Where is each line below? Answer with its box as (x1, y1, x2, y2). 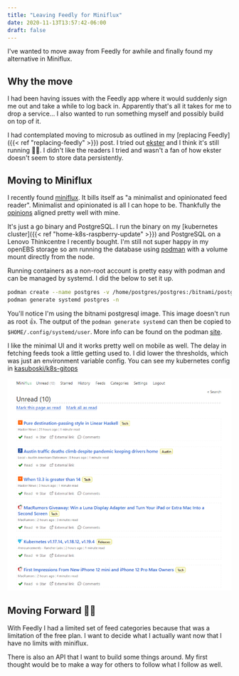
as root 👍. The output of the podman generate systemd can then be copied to (7, 317, 231, 326)
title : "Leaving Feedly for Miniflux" (7, 11, 122, 19)
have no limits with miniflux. (7, 639, 89, 647)
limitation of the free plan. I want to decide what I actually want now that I (7, 631, 222, 640)
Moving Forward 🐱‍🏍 (7, 605, 96, 617)
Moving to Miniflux (7, 174, 92, 186)
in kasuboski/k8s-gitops (7, 364, 78, 373)
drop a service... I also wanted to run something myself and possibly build (7, 109, 224, 118)
